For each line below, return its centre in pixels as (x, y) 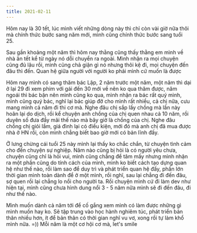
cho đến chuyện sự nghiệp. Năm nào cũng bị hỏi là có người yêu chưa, (92, 150)
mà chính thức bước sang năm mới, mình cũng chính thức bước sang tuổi (94, 34)
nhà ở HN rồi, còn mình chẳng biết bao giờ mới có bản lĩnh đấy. (82, 132)
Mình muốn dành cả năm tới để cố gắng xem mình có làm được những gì (94, 205)
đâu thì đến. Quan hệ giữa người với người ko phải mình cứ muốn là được (94, 71)
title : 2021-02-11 (29, 11)
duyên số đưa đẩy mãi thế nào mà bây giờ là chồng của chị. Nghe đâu (91, 120)
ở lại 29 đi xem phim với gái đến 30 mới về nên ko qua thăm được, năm (92, 88)
